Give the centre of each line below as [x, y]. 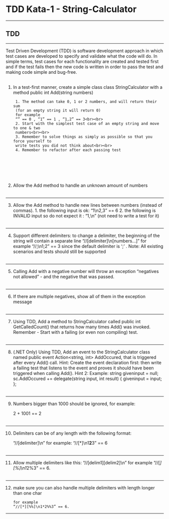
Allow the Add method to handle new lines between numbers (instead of [88, 205]
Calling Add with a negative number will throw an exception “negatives [86, 271]
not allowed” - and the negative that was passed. [64, 277]
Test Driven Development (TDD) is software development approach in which [84, 51]
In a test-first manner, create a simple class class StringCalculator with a [88, 87]
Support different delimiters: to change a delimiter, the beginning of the [86, 235]
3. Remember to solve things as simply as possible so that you [84, 137]
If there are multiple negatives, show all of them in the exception [79, 296]
